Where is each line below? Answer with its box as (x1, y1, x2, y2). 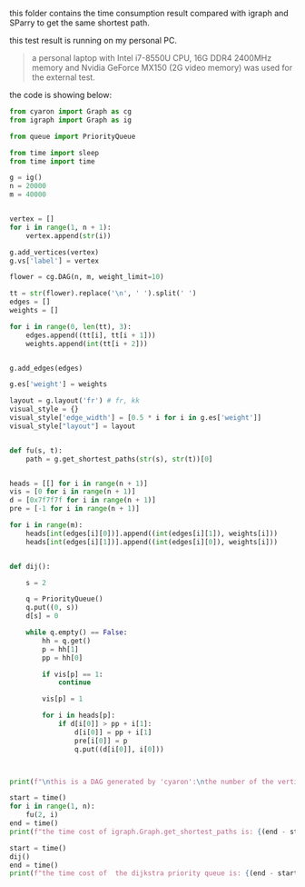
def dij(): (9, 562, 51, 571)
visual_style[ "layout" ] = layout (9, 422, 136, 431)
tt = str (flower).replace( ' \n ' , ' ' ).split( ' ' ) (9, 289, 197, 298)
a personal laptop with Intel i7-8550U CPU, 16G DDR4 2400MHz (31, 53, 272, 63)
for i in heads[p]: (42, 711, 116, 721)
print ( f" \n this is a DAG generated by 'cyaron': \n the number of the (9, 777, 274, 786)
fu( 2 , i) (25, 811, 59, 820)
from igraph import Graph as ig (9, 115, 132, 125)
